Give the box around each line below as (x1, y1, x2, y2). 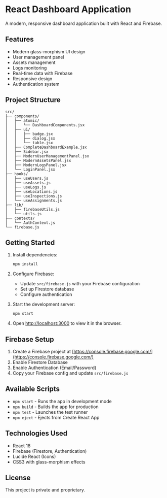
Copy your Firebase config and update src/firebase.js (12, 370, 129, 376)
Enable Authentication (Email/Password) (12, 364, 97, 371)
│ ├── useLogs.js (5, 184, 47, 190)
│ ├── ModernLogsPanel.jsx (5, 162, 67, 168)
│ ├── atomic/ (5, 118, 39, 123)
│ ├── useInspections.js (5, 193, 62, 198)
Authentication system (12, 81, 60, 87)
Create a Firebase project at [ (12, 348, 74, 354)
